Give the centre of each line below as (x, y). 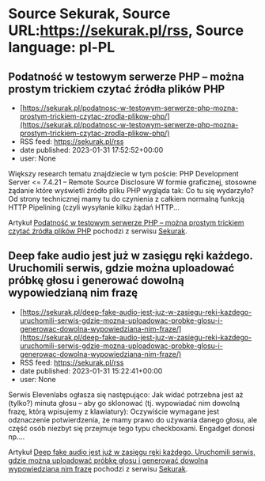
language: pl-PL (62, 47)
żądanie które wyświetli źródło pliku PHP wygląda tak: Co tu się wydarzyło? (131, 190)
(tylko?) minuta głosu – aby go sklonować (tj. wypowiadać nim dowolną (124, 403)
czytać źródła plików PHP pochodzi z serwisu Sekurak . (98, 231)
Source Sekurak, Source (89, 14)
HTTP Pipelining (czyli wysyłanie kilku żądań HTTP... (94, 207)
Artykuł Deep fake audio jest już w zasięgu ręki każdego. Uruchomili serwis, (132, 452)
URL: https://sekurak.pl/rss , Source (126, 30)
